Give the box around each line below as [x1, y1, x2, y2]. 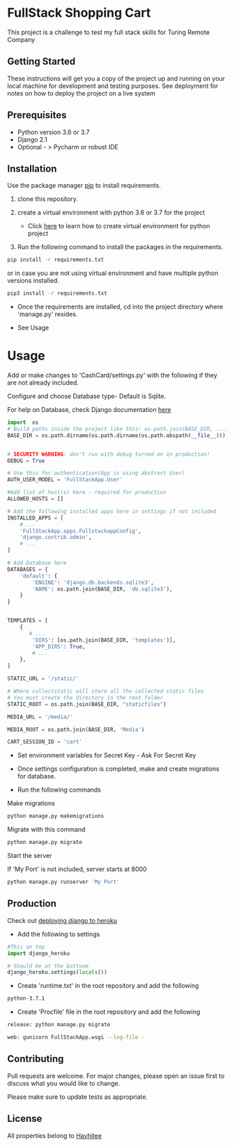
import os [7, 419, 39, 427]
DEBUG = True [7, 457, 45, 464]
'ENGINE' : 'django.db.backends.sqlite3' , [32, 579, 155, 586]
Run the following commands [17, 785, 101, 794]
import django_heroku [7, 949, 70, 957]
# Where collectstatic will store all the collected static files [7, 688, 204, 695]
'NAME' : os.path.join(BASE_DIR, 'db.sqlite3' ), [32, 585, 173, 593]
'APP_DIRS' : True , [32, 643, 86, 650]
